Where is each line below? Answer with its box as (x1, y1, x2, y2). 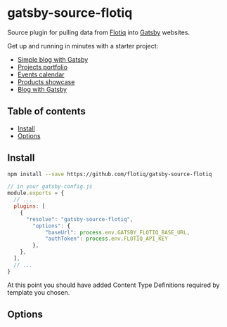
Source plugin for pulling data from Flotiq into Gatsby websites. (7, 28, 190, 36)
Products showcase (17, 77, 75, 86)
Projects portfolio (17, 62, 68, 71)
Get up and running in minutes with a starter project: (7, 41, 159, 50)
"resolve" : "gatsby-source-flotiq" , (25, 215, 134, 222)
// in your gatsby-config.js (7, 183, 93, 190)
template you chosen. (7, 288, 70, 296)
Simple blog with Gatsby (17, 55, 89, 64)
